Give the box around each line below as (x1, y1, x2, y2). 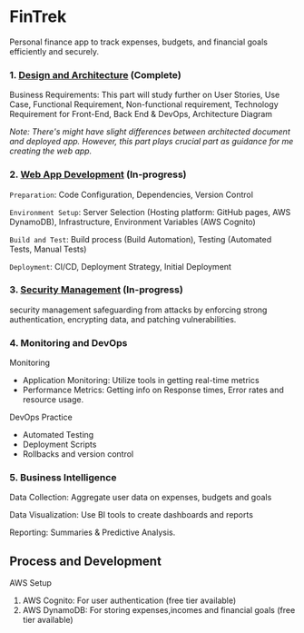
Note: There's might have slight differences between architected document (9, 126, 290, 137)
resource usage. (22, 394, 84, 405)
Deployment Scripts (22, 439, 97, 450)
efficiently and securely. (9, 45, 100, 56)
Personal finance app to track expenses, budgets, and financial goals (9, 36, 269, 47)
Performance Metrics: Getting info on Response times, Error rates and (22, 384, 284, 396)
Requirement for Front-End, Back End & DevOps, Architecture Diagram (9, 109, 273, 120)
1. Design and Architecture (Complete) (9, 68, 181, 81)
